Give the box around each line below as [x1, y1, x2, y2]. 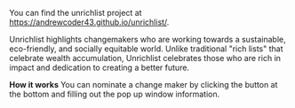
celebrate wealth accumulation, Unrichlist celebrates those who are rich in [9, 53, 282, 63]
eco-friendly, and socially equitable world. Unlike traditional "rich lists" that [9, 43, 283, 54]
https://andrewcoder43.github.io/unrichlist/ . [9, 17, 170, 27]
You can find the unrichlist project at [9, 8, 142, 18]
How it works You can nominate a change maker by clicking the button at [9, 80, 278, 89]
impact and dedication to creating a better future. [9, 62, 189, 73]
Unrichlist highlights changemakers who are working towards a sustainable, [9, 35, 286, 44]
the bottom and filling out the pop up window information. [9, 89, 220, 99]
